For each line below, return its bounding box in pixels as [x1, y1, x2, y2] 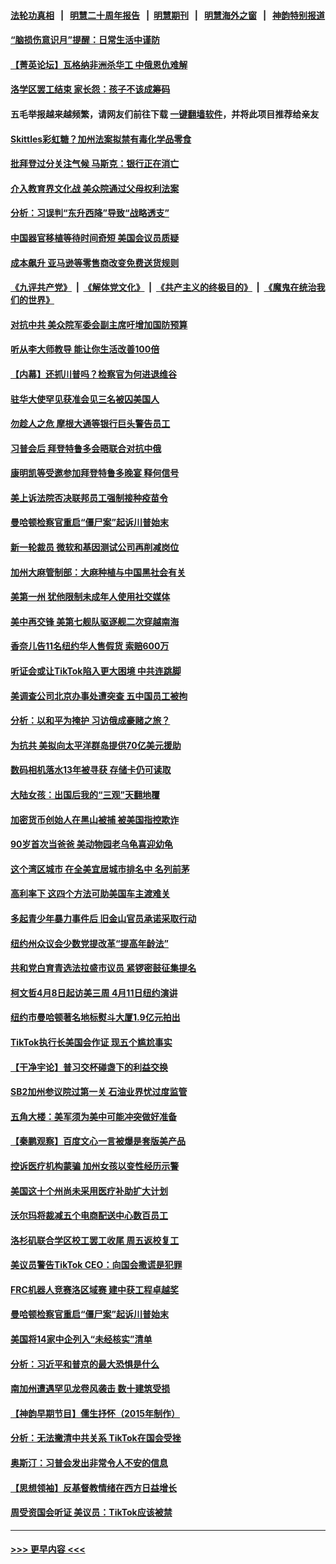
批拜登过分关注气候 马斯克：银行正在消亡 [10, 158, 180, 170]
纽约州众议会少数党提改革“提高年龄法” [10, 937, 170, 949]
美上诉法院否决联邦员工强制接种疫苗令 [10, 491, 168, 504]
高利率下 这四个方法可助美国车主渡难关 [10, 888, 171, 900]
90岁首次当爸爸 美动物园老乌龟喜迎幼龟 [10, 838, 173, 850]
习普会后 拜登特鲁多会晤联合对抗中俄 [10, 442, 162, 454]
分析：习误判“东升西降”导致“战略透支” [10, 207, 170, 219]
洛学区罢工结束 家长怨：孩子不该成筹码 [10, 83, 171, 95]
